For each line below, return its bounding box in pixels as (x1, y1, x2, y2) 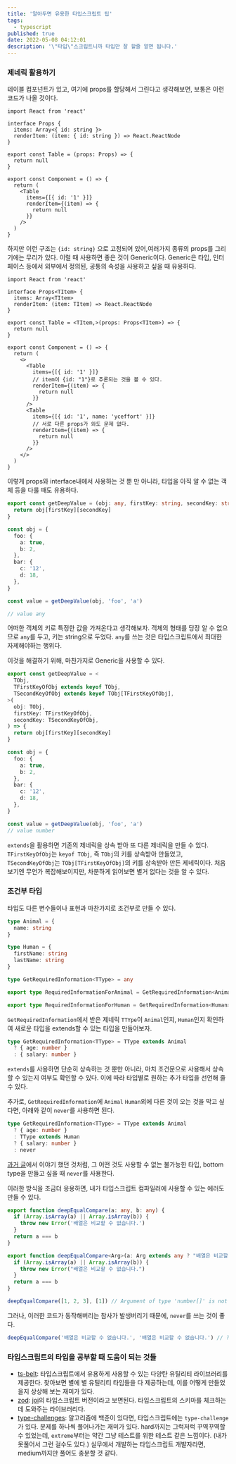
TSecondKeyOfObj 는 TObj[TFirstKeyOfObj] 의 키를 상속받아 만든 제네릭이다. (7, 858, 213, 867)
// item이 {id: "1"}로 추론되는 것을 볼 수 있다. (32, 376, 163, 383)
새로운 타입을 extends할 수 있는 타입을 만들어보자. (14, 1023, 152, 1033)
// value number (7, 827, 55, 834)
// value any (7, 610, 46, 617)
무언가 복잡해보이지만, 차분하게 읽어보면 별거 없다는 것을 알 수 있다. (25, 867, 209, 875)
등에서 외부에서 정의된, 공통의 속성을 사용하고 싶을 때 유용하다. (25, 262, 197, 271)
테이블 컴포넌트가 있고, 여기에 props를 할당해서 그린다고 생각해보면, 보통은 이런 (7, 85, 225, 94)
